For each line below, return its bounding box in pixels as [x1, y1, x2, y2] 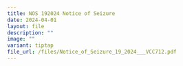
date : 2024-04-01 [7, 16, 57, 23]
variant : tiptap [7, 42, 54, 49]
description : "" [7, 29, 54, 36]
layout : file [7, 23, 45, 30]
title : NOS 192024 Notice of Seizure [7, 10, 116, 17]
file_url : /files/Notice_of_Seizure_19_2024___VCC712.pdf [7, 49, 177, 56]
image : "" [7, 36, 36, 43]
